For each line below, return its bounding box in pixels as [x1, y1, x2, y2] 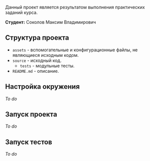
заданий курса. [5, 9, 38, 15]
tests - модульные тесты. [19, 62, 75, 69]
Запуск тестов [5, 138, 52, 146]
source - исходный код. [12, 57, 62, 63]
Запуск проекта [5, 110, 57, 119]
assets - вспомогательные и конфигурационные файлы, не [12, 47, 138, 53]
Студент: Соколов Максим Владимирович [5, 19, 96, 25]
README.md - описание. [12, 68, 59, 74]
